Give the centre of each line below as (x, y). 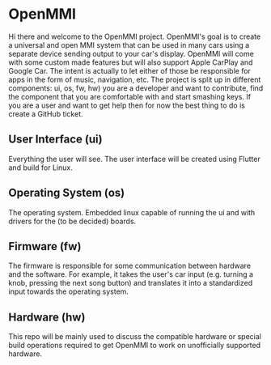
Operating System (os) (67, 193)
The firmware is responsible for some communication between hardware (130, 266)
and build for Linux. (40, 168)
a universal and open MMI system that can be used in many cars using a (129, 45)
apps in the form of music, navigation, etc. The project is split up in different (135, 79)
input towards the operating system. (69, 291)
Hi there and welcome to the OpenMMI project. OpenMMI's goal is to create (135, 36)
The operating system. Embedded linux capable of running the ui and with (132, 212)
